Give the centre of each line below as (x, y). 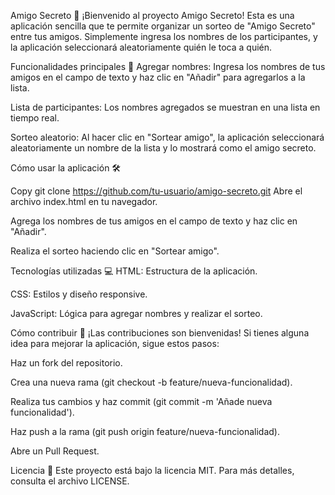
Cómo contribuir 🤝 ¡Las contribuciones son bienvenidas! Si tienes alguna (160, 333)
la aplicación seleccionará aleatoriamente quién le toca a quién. (141, 47)
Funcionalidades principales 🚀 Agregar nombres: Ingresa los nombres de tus (168, 66)
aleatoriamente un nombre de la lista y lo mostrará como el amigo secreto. (163, 148)
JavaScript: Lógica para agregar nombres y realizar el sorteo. (136, 313)
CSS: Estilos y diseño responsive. (79, 294)
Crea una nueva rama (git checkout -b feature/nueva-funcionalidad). (151, 382)
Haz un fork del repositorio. (66, 363)
